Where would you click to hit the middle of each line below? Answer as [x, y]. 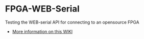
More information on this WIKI [42, 31]
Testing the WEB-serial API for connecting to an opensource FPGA [72, 22]
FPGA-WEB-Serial [42, 9]
